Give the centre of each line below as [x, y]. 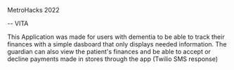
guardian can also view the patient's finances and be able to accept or [109, 52]
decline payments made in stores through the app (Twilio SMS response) [113, 59]
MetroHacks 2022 [33, 10]
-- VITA [18, 23]
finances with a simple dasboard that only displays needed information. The [117, 44]
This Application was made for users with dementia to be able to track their [116, 37]
